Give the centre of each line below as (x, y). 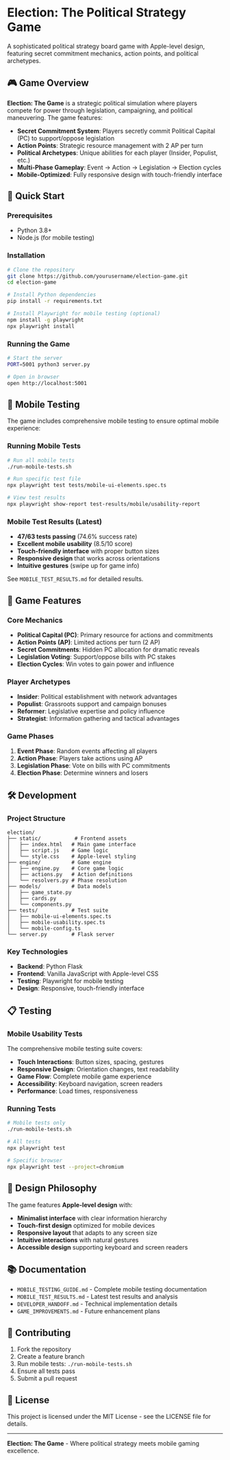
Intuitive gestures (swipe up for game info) (78, 566)
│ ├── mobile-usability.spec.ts (56, 923)
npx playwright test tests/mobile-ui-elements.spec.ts (87, 485)
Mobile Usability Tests (45, 1034)
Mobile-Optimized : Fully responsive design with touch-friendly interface (119, 174)
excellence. (23, 1450)
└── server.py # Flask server (61, 935)
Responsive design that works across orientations (88, 558)
